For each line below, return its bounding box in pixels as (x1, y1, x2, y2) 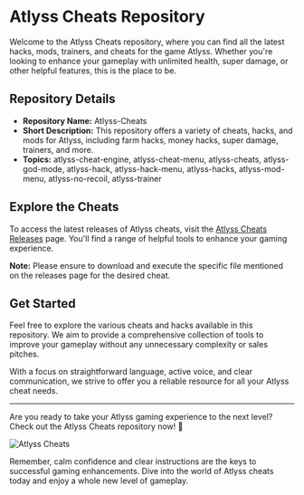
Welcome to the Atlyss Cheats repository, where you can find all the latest (9, 36, 285, 47)
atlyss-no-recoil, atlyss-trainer (48, 173, 162, 184)
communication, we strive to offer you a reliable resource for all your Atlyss (9, 376, 290, 386)
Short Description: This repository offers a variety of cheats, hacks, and (22, 125, 293, 136)
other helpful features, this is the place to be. (9, 65, 176, 76)
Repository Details (9, 91, 116, 107)
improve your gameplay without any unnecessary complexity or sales (9, 339, 269, 350)
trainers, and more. (22, 144, 94, 155)
